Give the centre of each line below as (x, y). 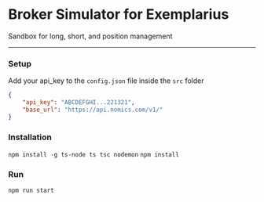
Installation (30, 137)
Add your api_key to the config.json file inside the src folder (106, 81)
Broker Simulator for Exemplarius (119, 14)
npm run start (31, 191)
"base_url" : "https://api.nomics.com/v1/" (93, 110)
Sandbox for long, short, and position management (90, 36)
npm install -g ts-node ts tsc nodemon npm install (93, 155)
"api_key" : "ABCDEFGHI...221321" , (79, 103)
